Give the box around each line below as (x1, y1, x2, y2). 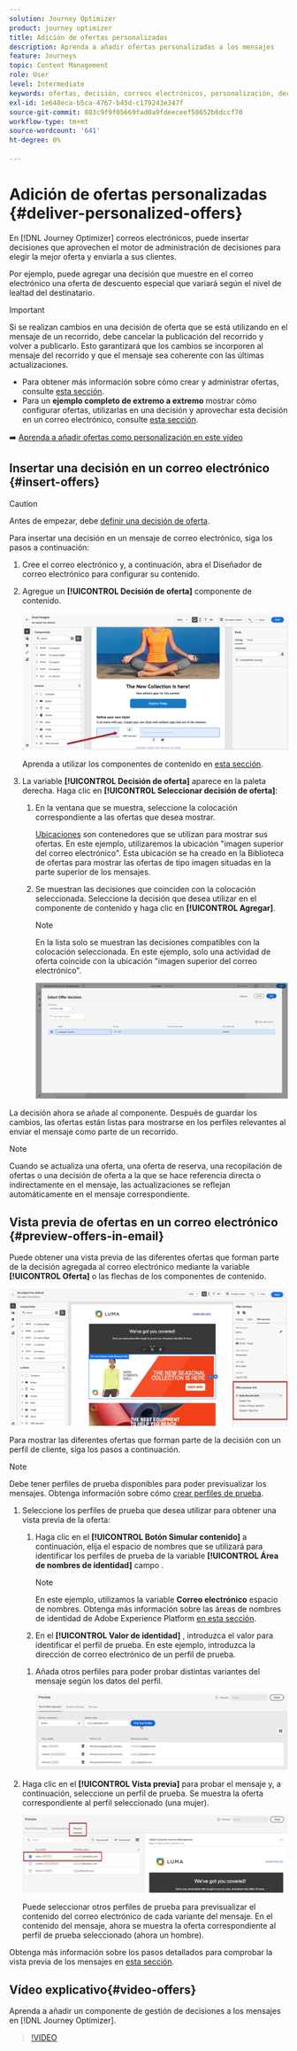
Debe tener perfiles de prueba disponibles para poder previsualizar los (9, 1478, 267, 1488)
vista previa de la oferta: (21, 1514, 110, 1525)
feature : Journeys (9, 51, 77, 61)
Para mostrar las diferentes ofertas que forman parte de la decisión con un (9, 1434, 281, 1445)
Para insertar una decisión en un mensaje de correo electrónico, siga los (9, 532, 273, 543)
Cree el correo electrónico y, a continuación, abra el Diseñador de (21, 559, 263, 570)
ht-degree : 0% (9, 136, 62, 145)
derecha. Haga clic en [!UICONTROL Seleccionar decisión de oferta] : (21, 785, 278, 796)
